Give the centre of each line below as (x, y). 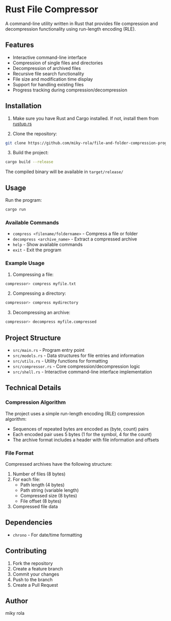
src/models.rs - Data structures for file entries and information (78, 355)
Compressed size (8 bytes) (49, 496)
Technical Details (33, 388)
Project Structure (33, 338)
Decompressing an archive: (41, 313)
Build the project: (31, 153)
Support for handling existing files (48, 84)
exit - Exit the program (37, 250)
